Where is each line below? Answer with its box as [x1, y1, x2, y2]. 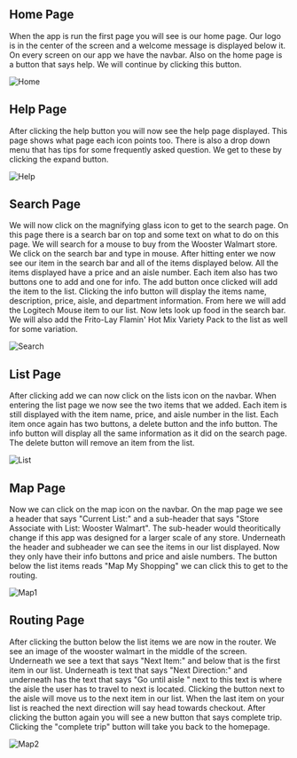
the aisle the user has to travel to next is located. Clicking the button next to [9, 683, 285, 694]
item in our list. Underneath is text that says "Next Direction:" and [9, 665, 248, 675]
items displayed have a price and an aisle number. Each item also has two [9, 267, 277, 278]
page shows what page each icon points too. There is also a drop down [9, 135, 270, 146]
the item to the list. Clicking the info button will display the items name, [9, 286, 268, 296]
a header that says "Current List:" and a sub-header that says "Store [9, 514, 260, 525]
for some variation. [9, 324, 78, 335]
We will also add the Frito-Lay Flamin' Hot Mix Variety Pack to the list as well [9, 314, 288, 325]
